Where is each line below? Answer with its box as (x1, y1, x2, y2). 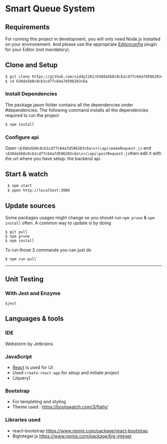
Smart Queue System (5, 3, 95, 14)
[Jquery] (12, 375, 31, 381)
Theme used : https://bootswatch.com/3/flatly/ (12, 404, 108, 410)
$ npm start (7, 183, 32, 188)
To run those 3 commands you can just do (5, 247, 92, 253)
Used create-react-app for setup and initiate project (12, 370, 119, 376)
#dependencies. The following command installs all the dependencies (5, 107, 149, 113)
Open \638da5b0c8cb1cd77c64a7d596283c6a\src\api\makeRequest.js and (5, 145, 152, 151)
